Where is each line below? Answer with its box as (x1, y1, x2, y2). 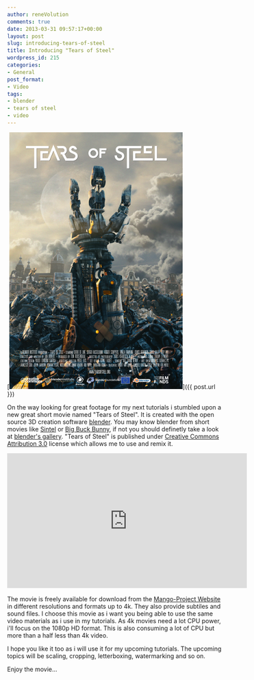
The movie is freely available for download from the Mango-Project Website (7, 594, 221, 603)
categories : (7, 62, 41, 68)
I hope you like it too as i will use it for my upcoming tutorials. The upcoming (7, 644, 222, 653)
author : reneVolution (7, 11, 69, 18)
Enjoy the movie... (7, 665, 58, 673)
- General (7, 68, 36, 75)
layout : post (7, 33, 45, 40)
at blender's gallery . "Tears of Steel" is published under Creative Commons (7, 432, 219, 440)
